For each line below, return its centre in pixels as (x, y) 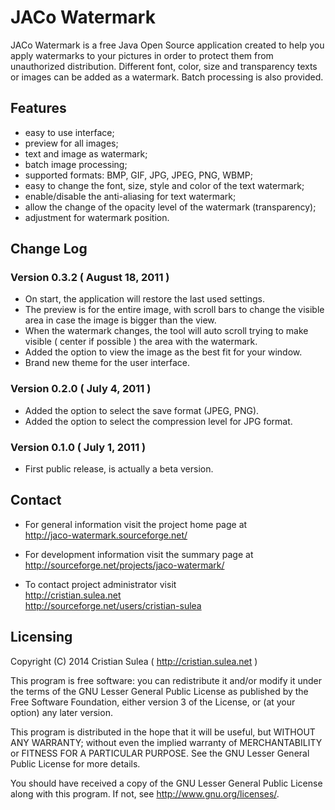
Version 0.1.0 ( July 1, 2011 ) (78, 447)
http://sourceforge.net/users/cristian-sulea (113, 605)
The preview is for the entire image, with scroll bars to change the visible (174, 310)
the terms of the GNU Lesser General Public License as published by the (159, 691)
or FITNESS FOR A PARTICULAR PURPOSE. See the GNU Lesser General (160, 753)
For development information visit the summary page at (139, 554)
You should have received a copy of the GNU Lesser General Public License (166, 783)
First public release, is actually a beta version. (119, 469)
